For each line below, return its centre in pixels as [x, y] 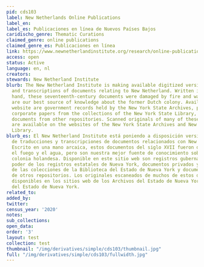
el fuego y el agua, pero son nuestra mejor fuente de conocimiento [100, 153]
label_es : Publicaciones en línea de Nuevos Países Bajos [81, 29]
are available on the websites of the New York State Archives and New [104, 125]
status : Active [25, 63]
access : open [23, 57]
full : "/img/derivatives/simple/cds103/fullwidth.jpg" [77, 255]
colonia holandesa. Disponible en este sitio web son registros [95, 158]
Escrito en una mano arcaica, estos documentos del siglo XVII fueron [103, 147]
